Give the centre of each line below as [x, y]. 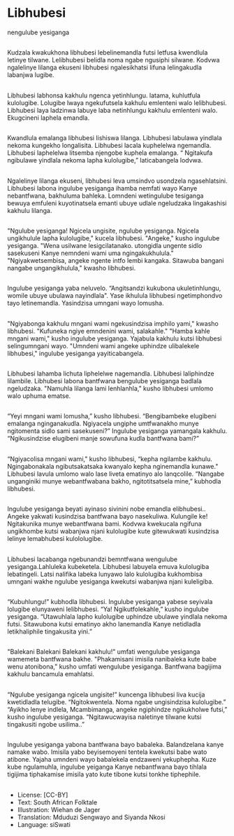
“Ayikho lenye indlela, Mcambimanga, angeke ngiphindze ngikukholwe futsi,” [117, 709]
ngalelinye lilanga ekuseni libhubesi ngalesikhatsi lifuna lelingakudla [105, 67]
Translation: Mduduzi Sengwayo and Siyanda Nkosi [91, 817]
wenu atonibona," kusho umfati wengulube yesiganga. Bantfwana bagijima [115, 666]
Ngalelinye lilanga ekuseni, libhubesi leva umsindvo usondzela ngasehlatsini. [117, 181]
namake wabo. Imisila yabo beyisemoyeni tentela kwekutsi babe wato [107, 752]
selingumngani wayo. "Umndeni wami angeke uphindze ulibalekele [103, 345]
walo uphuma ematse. [39, 396]
